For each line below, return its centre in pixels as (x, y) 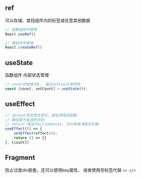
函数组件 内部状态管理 (27, 75)
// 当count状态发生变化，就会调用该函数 (41, 115)
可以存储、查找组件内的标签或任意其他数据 (48, 20)
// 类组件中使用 (19, 43)
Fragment (20, 158)
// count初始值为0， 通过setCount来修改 (43, 84)
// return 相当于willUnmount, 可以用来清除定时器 (52, 124)
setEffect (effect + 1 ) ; (35, 134)
